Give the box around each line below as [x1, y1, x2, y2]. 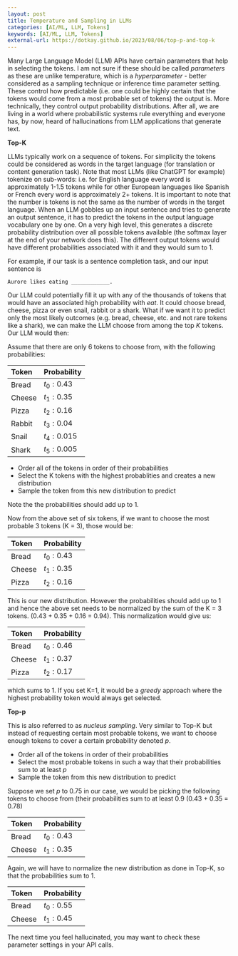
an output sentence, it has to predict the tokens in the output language [7, 213, 214, 222]
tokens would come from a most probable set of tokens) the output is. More [7, 94, 229, 103]
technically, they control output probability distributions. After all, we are [7, 102, 219, 110]
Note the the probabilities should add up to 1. [7, 500, 139, 509]
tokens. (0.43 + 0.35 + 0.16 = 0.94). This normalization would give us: [7, 611, 212, 620]
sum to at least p [17, 766, 67, 774]
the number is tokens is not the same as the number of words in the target [7, 197, 225, 207]
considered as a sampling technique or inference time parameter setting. [7, 79, 222, 88]
